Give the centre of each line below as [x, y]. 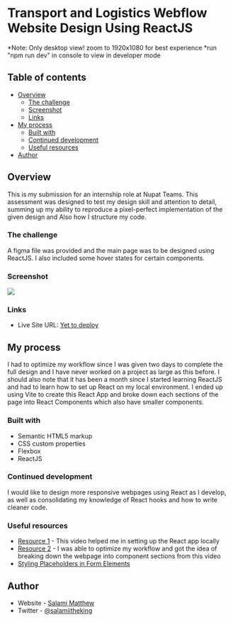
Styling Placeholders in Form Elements [74, 564]
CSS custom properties [52, 443]
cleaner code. [28, 507]
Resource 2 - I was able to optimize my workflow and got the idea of [117, 549]
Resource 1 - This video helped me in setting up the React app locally [118, 541]
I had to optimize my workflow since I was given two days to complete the [115, 364]
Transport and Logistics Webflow [107, 13]
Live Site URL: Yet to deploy [58, 325]
